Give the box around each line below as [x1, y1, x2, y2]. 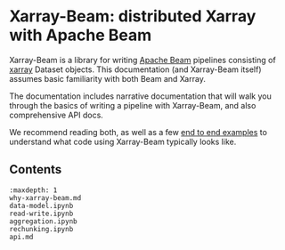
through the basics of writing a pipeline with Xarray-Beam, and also [9, 100, 256, 110]
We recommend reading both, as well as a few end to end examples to [9, 126, 267, 137]
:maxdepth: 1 [9, 185, 58, 195]
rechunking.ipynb [9, 224, 74, 233]
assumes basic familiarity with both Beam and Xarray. [9, 73, 207, 84]
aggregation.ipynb [9, 216, 77, 226]
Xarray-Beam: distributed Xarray [9, 6, 256, 27]
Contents [9, 162, 62, 177]
